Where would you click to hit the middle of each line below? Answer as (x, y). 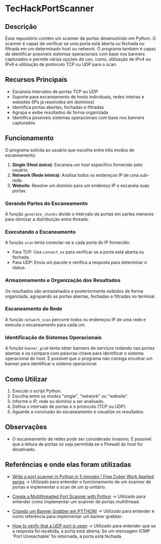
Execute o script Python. (37, 391)
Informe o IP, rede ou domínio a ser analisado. (58, 401)
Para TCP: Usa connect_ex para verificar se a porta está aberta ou (78, 252)
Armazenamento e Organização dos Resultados (63, 281)
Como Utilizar (26, 379)
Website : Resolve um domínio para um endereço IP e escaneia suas (81, 185)
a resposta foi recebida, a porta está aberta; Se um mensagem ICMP (81, 531)
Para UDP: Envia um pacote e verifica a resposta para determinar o (80, 262)
